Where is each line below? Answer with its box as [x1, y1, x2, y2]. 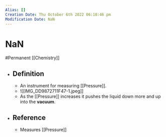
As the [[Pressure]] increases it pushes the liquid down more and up [20, 93, 161, 99]
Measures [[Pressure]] [20, 126, 67, 132]
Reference [12, 113, 46, 122]
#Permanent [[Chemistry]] [5, 55, 60, 61]
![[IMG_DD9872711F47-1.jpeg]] [20, 88, 84, 94]
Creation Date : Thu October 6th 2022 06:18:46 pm [5, 12, 111, 17]
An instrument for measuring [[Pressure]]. [20, 83, 107, 89]
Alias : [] [5, 7, 26, 13]
